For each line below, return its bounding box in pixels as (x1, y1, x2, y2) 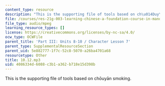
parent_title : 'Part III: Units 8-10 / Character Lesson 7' (5, 39, 131, 44)
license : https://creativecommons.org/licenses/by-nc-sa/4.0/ (5, 30, 135, 35)
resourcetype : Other (5, 53, 48, 58)
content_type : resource (5, 7, 54, 12)
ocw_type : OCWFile (5, 35, 43, 40)
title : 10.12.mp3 (5, 57, 41, 62)
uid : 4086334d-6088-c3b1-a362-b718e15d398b (5, 62, 96, 67)
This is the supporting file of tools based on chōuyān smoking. (5, 76, 132, 82)
